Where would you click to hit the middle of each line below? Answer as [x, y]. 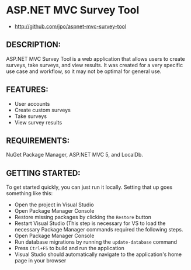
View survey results [38, 122]
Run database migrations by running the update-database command [95, 242]
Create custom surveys [43, 110]
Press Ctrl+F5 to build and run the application [69, 248]
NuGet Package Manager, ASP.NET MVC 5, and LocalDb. [74, 155]
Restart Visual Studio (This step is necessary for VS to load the [90, 223]
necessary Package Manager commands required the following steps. [99, 230]
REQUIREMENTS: [38, 141]
